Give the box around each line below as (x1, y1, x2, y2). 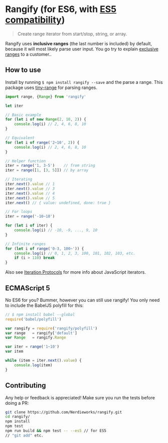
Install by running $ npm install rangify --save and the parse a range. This (5, 79, 163, 85)
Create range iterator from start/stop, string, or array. (17, 31, 127, 37)
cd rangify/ (5, 414, 30, 419)
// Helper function (5, 158, 46, 164)
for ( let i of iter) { (5, 223, 53, 228)
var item (5, 349, 24, 354)
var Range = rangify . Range (5, 335, 66, 340)
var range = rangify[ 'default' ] (5, 330, 78, 336)
